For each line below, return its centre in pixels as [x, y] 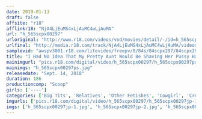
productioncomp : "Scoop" [37, 85]
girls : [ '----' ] [26, 90]
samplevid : [20, 51]
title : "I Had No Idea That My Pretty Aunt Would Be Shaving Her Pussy [98, 56]
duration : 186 [24, 79]
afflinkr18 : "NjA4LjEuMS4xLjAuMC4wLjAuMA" [60, 29]
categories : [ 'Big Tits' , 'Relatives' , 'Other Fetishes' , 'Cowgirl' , [95, 96]
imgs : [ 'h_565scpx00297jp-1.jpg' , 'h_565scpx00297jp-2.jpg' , [84, 107]
